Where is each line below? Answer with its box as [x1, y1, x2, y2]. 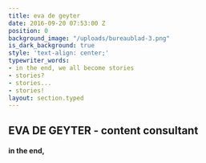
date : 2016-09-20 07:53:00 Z [8, 19, 106, 27]
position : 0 [8, 26, 48, 35]
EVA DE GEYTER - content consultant [8, 124, 199, 137]
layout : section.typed [8, 94, 84, 102]
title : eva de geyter [8, 11, 81, 20]
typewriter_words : [8, 57, 70, 65]
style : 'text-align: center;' [8, 49, 110, 57]
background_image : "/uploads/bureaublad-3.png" [8, 34, 171, 43]
